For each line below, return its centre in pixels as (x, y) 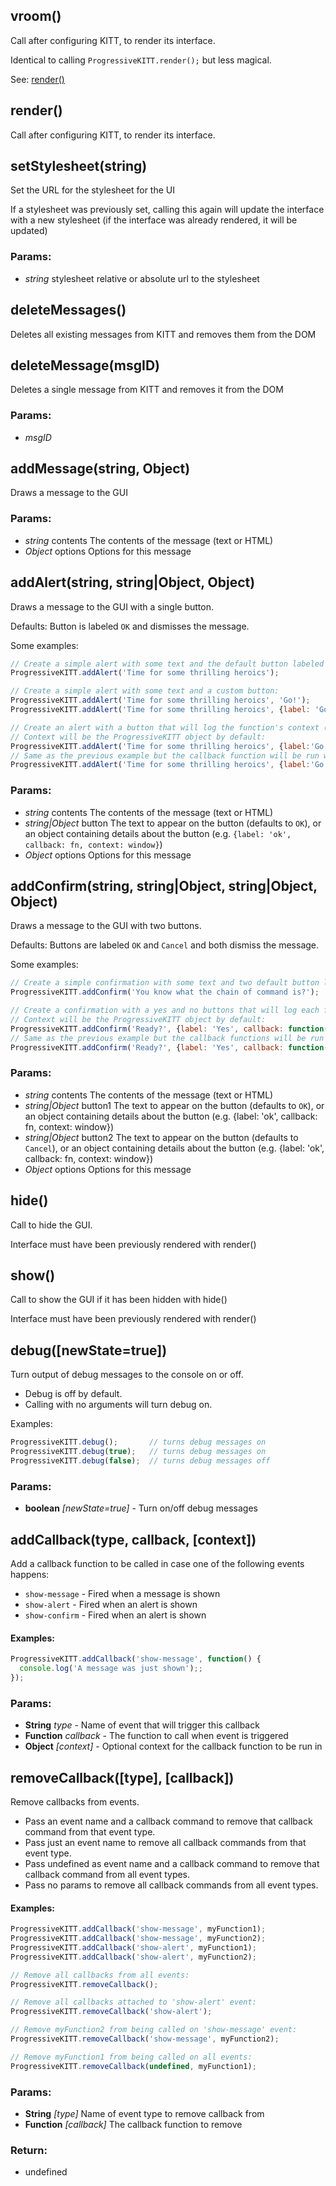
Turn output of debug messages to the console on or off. (127, 1375)
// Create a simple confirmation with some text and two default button (165, 983)
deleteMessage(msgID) (85, 365)
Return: (29, 2150)
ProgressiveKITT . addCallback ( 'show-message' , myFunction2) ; (138, 1939)
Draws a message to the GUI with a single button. (112, 606)
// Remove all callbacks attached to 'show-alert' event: (133, 2002)
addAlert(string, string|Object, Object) (133, 582)
